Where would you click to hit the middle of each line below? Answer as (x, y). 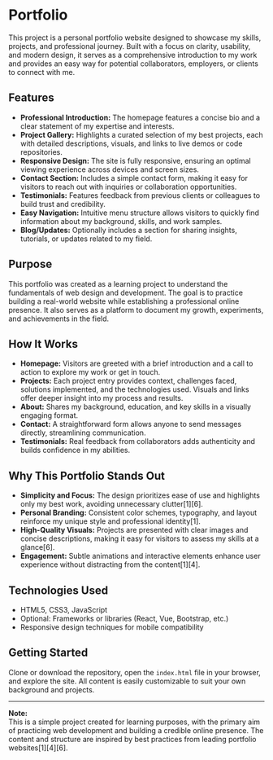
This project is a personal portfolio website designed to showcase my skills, (135, 37)
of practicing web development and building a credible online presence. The (136, 730)
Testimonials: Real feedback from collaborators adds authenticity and (138, 442)
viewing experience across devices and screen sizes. (109, 169)
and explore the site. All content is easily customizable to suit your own (127, 681)
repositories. (41, 152)
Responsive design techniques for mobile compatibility (112, 627)
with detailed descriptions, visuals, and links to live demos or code (131, 143)
